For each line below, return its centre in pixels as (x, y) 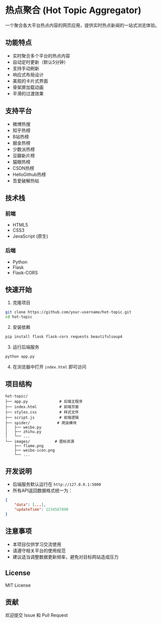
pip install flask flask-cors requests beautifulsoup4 (64, 337)
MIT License (18, 585)
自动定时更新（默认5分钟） (40, 62)
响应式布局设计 (28, 75)
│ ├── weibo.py (23, 427)
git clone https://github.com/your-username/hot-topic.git (68, 312)
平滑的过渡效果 (28, 93)
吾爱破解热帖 (26, 181)
